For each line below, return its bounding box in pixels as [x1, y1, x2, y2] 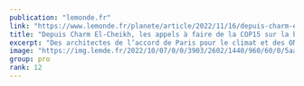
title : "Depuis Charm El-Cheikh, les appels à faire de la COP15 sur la [9, 30, 290, 39]
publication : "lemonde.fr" [9, 13, 111, 22]
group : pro [9, 55, 51, 64]
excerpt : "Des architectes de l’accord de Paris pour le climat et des [9, 38, 285, 47]
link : [9, 21, 30, 30]
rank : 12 [9, 64, 43, 73]
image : [9, 47, 34, 56]
